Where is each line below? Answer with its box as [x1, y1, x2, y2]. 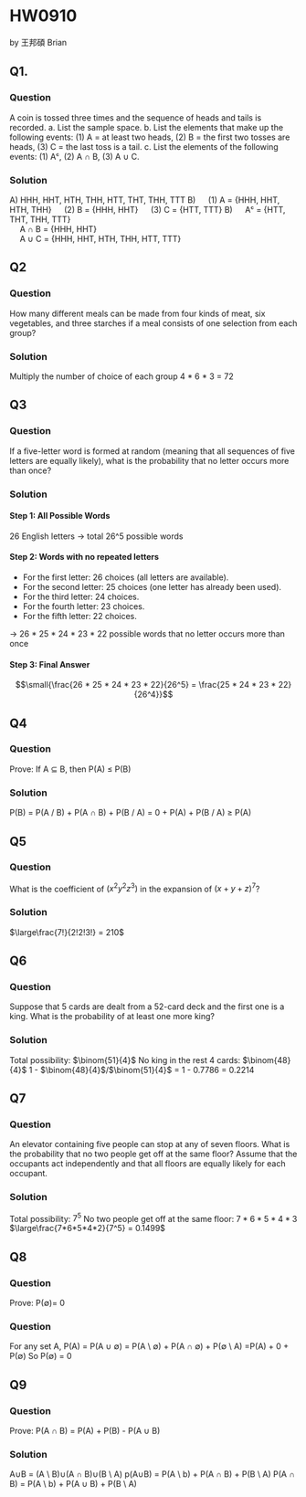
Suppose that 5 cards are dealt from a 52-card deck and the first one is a [9, 1001, 285, 1012]
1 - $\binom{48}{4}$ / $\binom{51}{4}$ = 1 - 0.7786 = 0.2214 [28, 1064, 255, 1075]
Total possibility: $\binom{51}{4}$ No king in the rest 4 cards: [9, 1054, 240, 1065]
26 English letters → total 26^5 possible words [9, 531, 184, 542]
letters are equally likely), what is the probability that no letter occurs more [9, 455, 290, 466]
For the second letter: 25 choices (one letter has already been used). [22, 581, 281, 592]
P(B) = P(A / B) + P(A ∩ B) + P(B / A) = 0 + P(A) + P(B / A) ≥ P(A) [9, 807, 252, 818]
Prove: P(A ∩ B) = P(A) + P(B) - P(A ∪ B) [9, 1426, 161, 1437]
